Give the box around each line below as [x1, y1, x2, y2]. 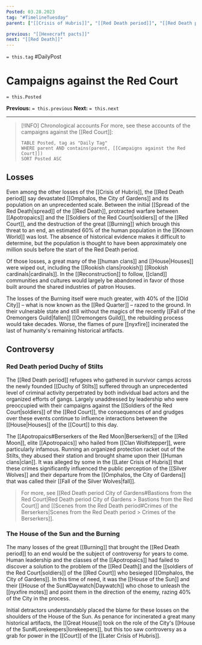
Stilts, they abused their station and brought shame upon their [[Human [6, 451, 183, 459]
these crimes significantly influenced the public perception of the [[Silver [6, 465, 188, 472]
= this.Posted [6, 94, 42, 100]
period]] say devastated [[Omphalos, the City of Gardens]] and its [6, 194, 170, 202]
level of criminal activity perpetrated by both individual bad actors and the [6, 389, 189, 396]
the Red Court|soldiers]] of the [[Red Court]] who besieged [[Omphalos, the [6, 569, 194, 576]
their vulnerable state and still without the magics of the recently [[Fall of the [6, 307, 195, 315]
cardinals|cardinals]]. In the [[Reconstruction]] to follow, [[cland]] [6, 270, 167, 277]
